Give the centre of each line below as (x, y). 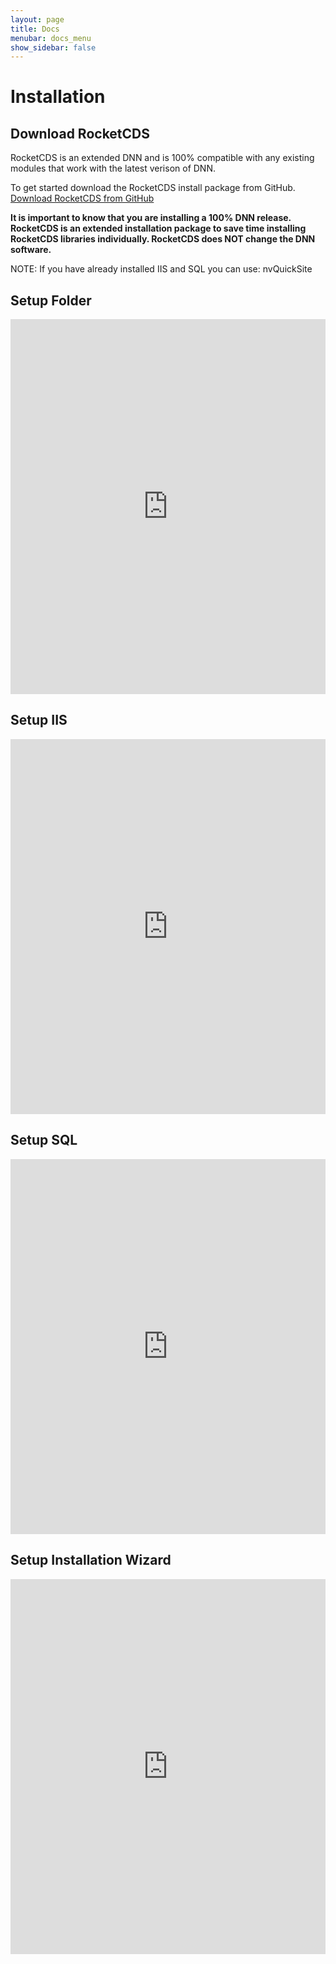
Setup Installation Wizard (91, 1560)
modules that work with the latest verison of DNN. (113, 168)
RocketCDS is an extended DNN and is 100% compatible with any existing (162, 158)
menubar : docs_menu (51, 38)
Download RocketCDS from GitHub (82, 198)
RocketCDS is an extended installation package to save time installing (158, 228)
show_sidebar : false (53, 47)
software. (31, 250)
